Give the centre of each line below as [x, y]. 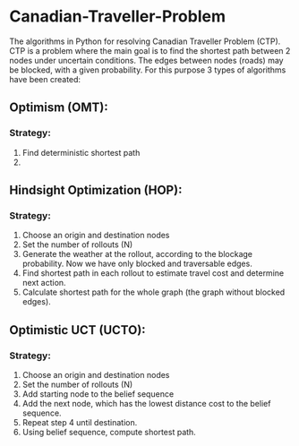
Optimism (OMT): [59, 108]
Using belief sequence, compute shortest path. [109, 432]
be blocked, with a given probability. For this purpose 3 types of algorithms [148, 70]
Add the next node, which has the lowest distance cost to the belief [146, 403]
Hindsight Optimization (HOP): [96, 190]
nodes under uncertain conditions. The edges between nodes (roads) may [146, 60]
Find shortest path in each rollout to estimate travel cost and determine [153, 273]
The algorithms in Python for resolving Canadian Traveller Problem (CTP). [145, 41]
